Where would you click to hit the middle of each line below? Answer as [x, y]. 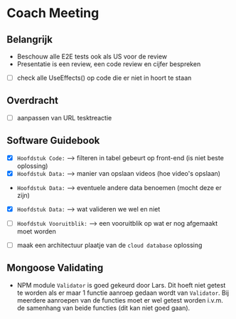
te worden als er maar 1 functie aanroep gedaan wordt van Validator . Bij [123, 293]
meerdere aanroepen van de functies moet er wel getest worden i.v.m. [120, 300]
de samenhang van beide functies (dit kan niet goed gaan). [103, 308]
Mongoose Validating [55, 268]
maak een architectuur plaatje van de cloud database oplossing [109, 245]
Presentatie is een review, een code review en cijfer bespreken [109, 64]
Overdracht [32, 101]
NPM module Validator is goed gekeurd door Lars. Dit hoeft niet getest [121, 285]
